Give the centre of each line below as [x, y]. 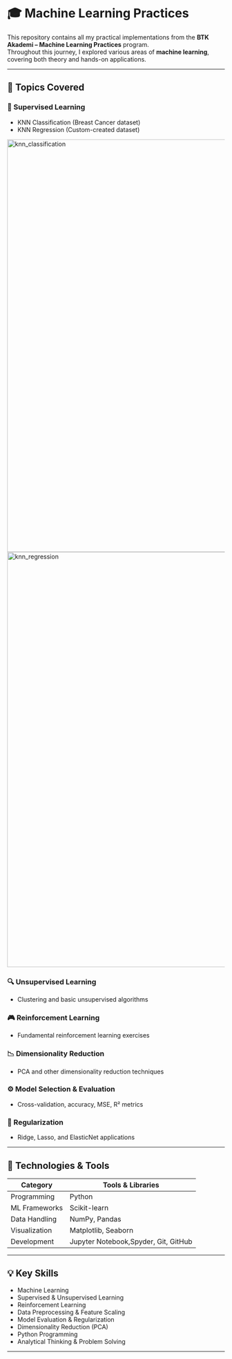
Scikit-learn [89, 1208]
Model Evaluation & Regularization [66, 1319]
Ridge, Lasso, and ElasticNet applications [76, 1137]
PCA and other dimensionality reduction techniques [90, 1071]
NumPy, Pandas [95, 1219]
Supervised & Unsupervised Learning [70, 1297]
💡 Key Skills [33, 1274]
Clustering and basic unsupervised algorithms [83, 999]
